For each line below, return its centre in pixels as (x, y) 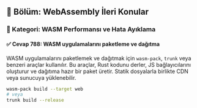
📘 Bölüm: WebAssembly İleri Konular (77, 12)
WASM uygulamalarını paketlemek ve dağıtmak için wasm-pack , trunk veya (99, 58)
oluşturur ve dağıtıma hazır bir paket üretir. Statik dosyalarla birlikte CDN (97, 71)
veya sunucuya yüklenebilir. (41, 77)
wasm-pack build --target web (45, 89)
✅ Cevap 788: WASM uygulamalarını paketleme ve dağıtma (83, 44)
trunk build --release (35, 100)
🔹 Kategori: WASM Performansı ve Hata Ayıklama (81, 29)
